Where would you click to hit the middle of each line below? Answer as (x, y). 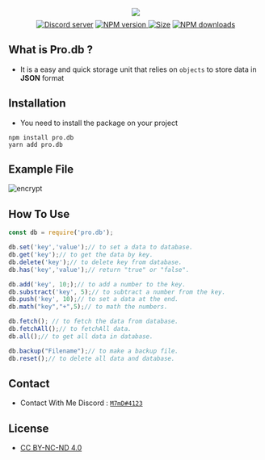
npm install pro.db (41, 137)
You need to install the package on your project (99, 123)
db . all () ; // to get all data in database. (81, 336)
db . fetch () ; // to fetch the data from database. (94, 322)
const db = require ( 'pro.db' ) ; (61, 233)
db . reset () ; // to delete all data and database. (92, 358)
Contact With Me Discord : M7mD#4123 (81, 403)
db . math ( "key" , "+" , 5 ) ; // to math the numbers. (88, 307)
